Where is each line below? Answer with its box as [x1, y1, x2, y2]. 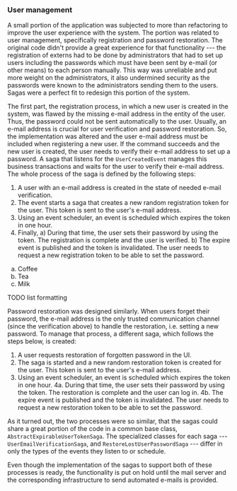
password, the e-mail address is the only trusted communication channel [7, 314, 220, 323]
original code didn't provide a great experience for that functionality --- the [7, 44, 226, 52]
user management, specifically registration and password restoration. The [7, 36, 223, 45]
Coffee [17, 265, 38, 273]
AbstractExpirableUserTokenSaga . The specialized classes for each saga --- [7, 432, 228, 441]
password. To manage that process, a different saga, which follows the [7, 330, 214, 338]
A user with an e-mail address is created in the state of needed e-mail [17, 184, 221, 192]
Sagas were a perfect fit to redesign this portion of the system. [7, 88, 190, 97]
